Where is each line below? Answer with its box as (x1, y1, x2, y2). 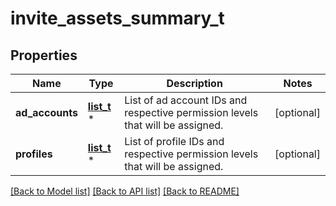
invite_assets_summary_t (10, 7, 225, 30)
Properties (10, 47, 78, 64)
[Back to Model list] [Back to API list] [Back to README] (10, 185, 240, 197)
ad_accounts (15, 106, 78, 119)
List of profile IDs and (124, 135, 225, 148)
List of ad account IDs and (124, 93, 248, 107)
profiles (15, 147, 53, 161)
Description (166, 77, 223, 90)
